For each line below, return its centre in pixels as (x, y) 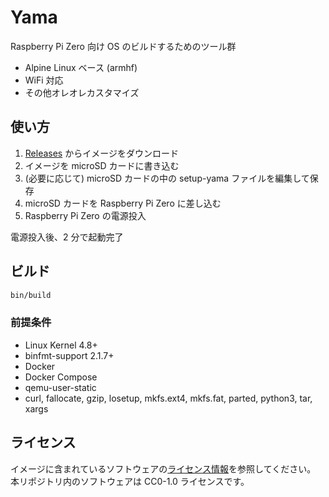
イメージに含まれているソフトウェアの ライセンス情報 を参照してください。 (163, 468)
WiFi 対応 (44, 80)
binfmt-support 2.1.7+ (69, 355)
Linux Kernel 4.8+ (61, 345)
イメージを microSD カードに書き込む (102, 165)
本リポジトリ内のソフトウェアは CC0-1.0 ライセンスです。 (130, 481)
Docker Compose (61, 377)
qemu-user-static (60, 387)
